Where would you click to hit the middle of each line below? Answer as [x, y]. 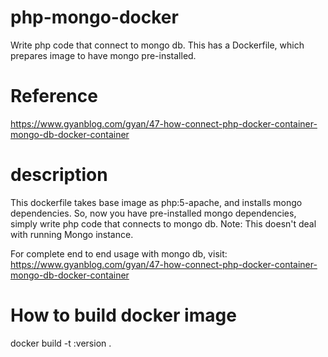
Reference [54, 96]
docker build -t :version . [61, 343]
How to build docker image [123, 315]
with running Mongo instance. [72, 234]
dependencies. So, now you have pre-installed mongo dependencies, [153, 213]
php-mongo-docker [94, 17]
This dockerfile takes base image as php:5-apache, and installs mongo [156, 202]
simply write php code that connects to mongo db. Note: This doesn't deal [163, 223]
